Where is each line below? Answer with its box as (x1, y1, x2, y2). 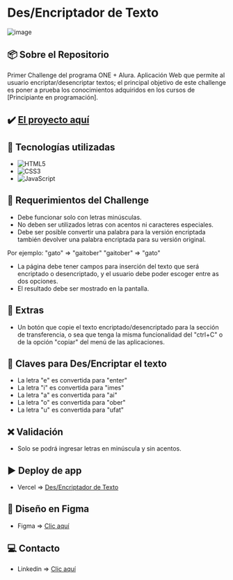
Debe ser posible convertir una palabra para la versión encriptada (17, 227, 206, 236)
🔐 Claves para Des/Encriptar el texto (7, 357, 167, 369)
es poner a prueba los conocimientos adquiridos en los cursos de (7, 86, 195, 94)
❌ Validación (7, 426, 64, 437)
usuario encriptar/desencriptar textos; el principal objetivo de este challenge (7, 78, 227, 86)
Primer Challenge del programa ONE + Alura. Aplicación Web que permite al (7, 71, 225, 79)
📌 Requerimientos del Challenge (7, 195, 150, 207)
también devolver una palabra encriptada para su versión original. (17, 235, 207, 243)
